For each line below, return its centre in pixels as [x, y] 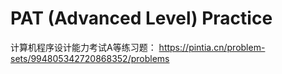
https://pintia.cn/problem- [212, 47]
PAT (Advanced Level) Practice [141, 18]
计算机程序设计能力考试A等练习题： [83, 47]
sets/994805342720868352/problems [90, 58]
